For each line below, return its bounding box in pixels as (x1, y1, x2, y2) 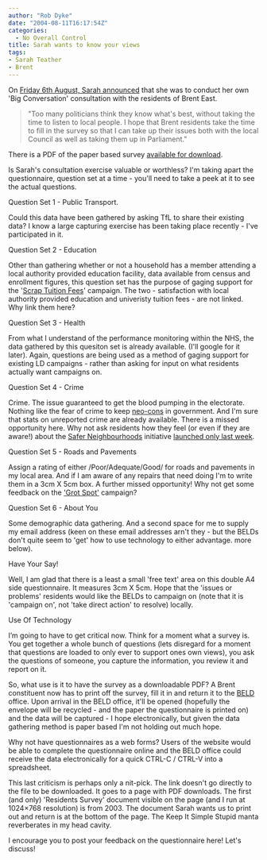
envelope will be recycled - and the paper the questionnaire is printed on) (8, 704, 249, 715)
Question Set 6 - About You (8, 503, 99, 512)
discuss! (8, 843, 36, 854)
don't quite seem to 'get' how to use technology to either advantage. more (8, 535, 252, 545)
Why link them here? (8, 303, 75, 312)
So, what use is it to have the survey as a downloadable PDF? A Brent (8, 680, 236, 689)
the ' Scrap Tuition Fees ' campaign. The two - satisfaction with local (8, 285, 229, 295)
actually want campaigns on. (8, 367, 103, 376)
